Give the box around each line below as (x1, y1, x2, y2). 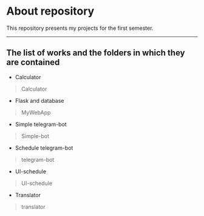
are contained (6, 57, 60, 68)
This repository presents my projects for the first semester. (6, 24, 154, 32)
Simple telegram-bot (15, 120, 67, 128)
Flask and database (15, 97, 65, 104)
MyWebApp (21, 108, 51, 116)
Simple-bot (21, 132, 50, 139)
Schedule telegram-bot (15, 144, 73, 152)
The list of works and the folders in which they (6, 47, 185, 58)
